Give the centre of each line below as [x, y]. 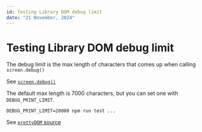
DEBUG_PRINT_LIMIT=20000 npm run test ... [61, 111]
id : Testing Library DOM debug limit [54, 12]
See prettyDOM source [34, 122]
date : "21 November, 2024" [41, 18]
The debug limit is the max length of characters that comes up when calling [101, 64]
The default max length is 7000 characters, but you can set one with [92, 93]
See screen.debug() [31, 82]
